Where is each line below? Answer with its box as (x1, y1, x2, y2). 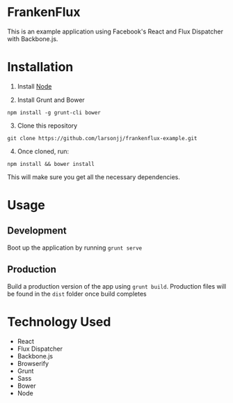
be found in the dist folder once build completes (7, 289, 147, 298)
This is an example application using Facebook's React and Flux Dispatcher (7, 27, 224, 36)
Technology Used (7, 314, 111, 330)
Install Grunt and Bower (17, 96, 85, 104)
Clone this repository (17, 121, 78, 130)
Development (7, 225, 67, 237)
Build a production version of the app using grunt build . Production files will (7, 282, 227, 290)
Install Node (17, 82, 52, 91)
